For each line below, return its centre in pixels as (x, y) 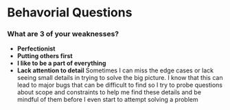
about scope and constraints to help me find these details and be (109, 92)
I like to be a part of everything (61, 64)
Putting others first (45, 56)
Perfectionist (36, 49)
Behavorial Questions (70, 13)
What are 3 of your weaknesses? (63, 34)
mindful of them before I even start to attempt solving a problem (107, 100)
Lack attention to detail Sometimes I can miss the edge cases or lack (115, 70)
